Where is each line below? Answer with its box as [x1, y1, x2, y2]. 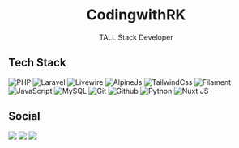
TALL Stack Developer [99, 32, 173, 42]
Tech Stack [8, 56, 66, 70]
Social [8, 109, 41, 123]
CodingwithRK [86, 6, 186, 24]
